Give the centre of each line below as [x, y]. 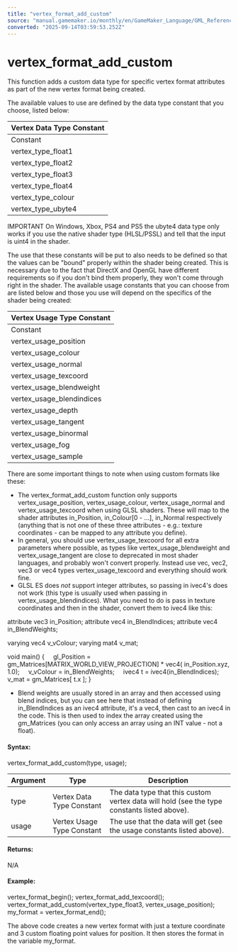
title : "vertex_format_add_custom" [60, 14]
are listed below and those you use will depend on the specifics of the [109, 293]
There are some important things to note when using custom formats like [114, 474]
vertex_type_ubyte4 [44, 209]
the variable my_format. [41, 941]
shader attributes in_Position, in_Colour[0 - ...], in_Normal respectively [120, 518]
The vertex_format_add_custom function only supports [97, 495]
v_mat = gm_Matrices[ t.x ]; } [50, 679]
